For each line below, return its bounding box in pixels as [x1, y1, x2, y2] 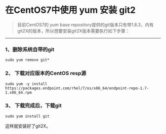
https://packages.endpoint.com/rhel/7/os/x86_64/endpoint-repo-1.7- [5, 86, 149, 91]
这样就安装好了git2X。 [5, 123, 51, 129]
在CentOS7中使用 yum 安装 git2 [5, 4, 136, 16]
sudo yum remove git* [5, 58, 50, 63]
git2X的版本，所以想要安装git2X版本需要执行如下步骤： [17, 28, 130, 33]
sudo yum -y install [5, 81, 48, 86]
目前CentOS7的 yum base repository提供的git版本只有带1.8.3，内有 [17, 22, 154, 28]
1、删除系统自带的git [5, 46, 54, 53]
